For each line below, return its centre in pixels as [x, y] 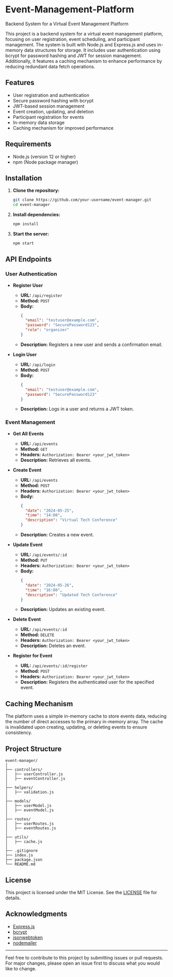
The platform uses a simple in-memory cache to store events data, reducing [86, 716]
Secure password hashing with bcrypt [53, 100]
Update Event [28, 545]
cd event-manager [31, 205]
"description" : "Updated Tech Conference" [71, 595]
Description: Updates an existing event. [63, 609]
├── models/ [18, 801]
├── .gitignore [22, 851]
